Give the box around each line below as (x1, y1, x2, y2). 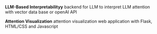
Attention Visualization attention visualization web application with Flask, (5, 19, 153, 24)
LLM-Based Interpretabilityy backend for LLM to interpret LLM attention (5, 4, 150, 10)
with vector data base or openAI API (5, 9, 78, 15)
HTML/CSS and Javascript (5, 23, 58, 29)
